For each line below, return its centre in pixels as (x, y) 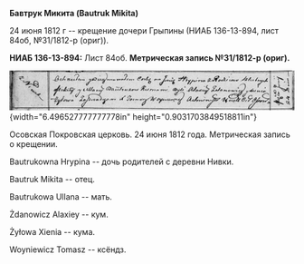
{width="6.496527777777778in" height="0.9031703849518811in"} (133, 116)
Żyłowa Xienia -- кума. (52, 231)
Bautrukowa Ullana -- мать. (61, 196)
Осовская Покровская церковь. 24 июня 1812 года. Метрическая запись (150, 134)
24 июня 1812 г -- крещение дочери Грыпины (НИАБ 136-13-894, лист (144, 30)
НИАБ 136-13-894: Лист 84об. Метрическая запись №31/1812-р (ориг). (150, 58)
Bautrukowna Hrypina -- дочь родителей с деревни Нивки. (122, 161)
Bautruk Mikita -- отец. (52, 179)
